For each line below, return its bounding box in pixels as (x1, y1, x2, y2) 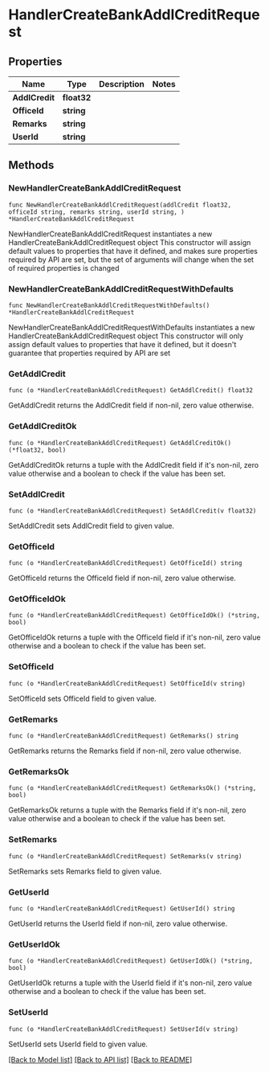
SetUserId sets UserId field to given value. (8, 1039, 149, 1049)
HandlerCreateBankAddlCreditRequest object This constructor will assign (8, 237, 251, 247)
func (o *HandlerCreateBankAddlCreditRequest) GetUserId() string (8, 904, 235, 913)
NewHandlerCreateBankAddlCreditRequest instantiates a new (8, 229, 213, 239)
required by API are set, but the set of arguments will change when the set (8, 255, 255, 264)
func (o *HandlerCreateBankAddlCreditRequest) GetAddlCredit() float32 (8, 387, 253, 395)
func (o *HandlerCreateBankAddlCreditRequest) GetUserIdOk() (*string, (8, 957, 253, 965)
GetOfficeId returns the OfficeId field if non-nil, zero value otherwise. (8, 573, 237, 583)
